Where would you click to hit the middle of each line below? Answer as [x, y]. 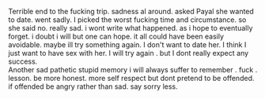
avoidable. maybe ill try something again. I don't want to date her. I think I [127, 45]
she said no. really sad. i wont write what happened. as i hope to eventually [131, 28]
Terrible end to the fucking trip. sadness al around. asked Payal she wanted [131, 11]
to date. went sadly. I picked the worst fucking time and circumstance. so [127, 20]
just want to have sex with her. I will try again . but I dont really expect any [129, 53]
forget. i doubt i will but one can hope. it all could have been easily [116, 36]
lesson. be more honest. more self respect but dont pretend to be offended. [131, 78]
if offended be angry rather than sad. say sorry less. [93, 86]
